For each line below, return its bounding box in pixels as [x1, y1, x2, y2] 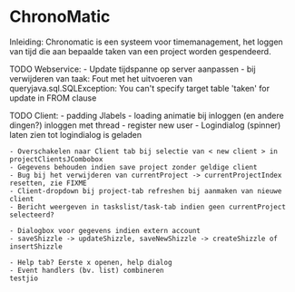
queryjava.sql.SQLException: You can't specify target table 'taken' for [9, 83, 270, 93]
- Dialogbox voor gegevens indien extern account [9, 226, 202, 235]
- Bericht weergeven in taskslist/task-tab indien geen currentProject [9, 202, 286, 211]
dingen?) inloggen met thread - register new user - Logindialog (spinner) [9, 120, 281, 131]
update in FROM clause [9, 92, 97, 103]
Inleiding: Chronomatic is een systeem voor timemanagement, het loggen [9, 36, 283, 47]
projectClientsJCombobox [9, 154, 103, 164]
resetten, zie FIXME [9, 179, 88, 188]
